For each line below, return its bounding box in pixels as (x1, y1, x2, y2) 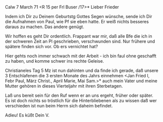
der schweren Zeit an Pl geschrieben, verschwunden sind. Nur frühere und (5, 38, 155, 44)
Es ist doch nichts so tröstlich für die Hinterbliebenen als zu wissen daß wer (5, 98, 157, 104)
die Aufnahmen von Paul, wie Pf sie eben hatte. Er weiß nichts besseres (5, 19, 149, 24)
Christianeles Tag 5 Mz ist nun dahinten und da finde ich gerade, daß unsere (5, 68, 159, 73)
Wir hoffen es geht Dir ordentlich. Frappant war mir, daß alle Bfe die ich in (5, 34, 152, 39)
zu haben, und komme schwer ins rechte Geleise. (5, 58, 104, 64)
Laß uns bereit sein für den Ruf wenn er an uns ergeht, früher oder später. (5, 92, 153, 98)
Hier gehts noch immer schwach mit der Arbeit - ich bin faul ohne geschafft (5, 53, 157, 59)
